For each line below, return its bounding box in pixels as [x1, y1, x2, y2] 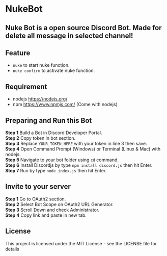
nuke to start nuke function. [12, 62, 70, 68]
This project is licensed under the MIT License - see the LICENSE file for [5, 240, 157, 246]
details [5, 246, 19, 252]
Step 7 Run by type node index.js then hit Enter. [5, 168, 107, 174]
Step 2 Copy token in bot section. [5, 135, 76, 141]
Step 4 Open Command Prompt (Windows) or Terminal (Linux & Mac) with [5, 146, 161, 152]
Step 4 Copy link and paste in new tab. [5, 212, 87, 218]
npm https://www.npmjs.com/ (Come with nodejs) [12, 101, 118, 108]
